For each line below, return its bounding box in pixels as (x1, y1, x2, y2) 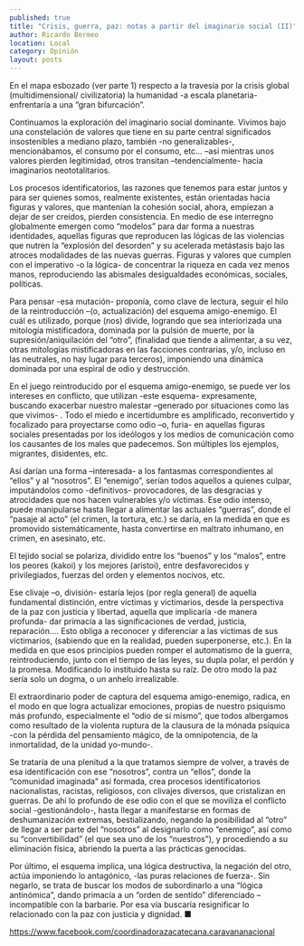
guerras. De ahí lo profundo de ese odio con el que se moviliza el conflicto (9, 795, 287, 806)
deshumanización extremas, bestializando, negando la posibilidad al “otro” (9, 815, 288, 825)
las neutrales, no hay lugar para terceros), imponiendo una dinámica (9, 354, 264, 364)
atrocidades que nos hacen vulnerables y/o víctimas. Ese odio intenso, (9, 495, 272, 505)
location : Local (9, 38, 71, 48)
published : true (9, 13, 71, 23)
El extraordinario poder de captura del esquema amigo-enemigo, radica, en (9, 691, 291, 702)
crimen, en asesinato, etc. (9, 533, 106, 544)
